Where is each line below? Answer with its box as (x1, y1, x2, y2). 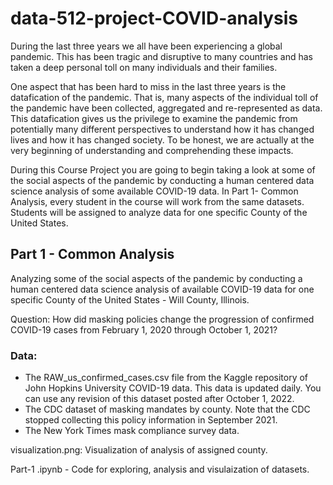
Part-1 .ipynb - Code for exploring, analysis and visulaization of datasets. (10, 463, 310, 476)
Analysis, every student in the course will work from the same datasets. (10, 195, 305, 207)
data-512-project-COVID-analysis (10, 7, 298, 30)
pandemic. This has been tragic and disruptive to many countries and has (10, 50, 313, 62)
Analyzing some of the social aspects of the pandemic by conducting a (10, 272, 303, 284)
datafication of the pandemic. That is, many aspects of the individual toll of (10, 91, 319, 103)
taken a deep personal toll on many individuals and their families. (10, 61, 278, 73)
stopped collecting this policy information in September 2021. (24, 414, 278, 426)
